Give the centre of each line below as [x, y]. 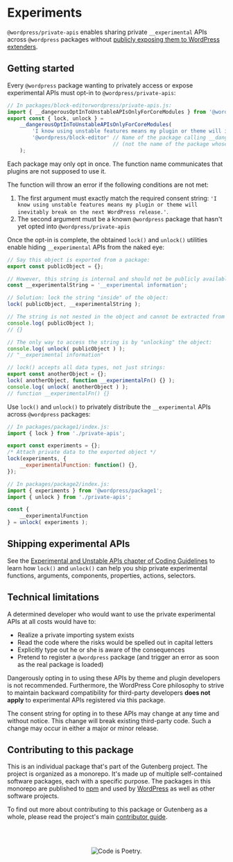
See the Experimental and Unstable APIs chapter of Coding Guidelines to [111, 561]
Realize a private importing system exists [76, 635]
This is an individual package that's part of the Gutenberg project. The [107, 767]
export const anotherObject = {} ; [57, 374]
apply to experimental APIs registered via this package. [86, 700]
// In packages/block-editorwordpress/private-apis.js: [89, 105]
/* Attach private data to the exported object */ [82, 453]
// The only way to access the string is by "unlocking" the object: [110, 342]
